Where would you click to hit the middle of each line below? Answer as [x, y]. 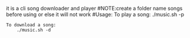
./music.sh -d [34, 30]
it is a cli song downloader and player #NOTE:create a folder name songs [94, 8]
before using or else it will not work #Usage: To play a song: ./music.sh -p [95, 14]
